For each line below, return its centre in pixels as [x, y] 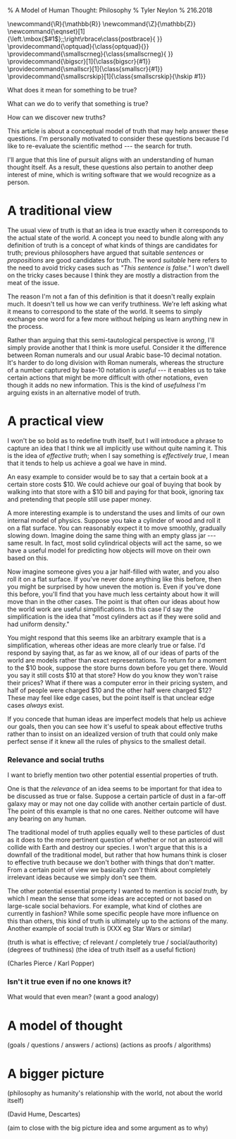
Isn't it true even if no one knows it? [69, 982]
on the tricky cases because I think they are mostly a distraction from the [113, 275]
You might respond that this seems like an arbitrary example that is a [107, 637]
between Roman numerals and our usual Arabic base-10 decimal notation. [114, 355]
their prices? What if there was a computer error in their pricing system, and [117, 682]
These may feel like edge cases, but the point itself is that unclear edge [111, 697]
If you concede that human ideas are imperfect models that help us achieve [117, 718]
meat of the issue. [33, 282]
